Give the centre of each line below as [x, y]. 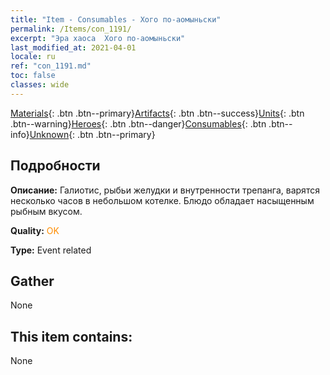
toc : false [33, 76]
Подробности [55, 166]
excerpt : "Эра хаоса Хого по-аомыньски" [98, 38]
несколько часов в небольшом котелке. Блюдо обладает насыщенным [162, 200]
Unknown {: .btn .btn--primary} [92, 134]
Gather [32, 281]
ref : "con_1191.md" [51, 66]
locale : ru [33, 57]
